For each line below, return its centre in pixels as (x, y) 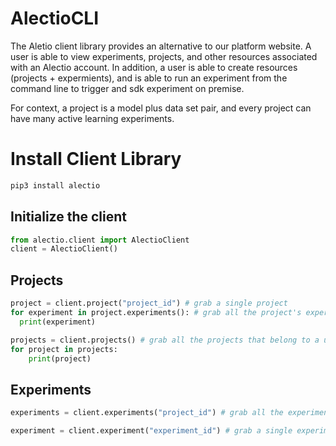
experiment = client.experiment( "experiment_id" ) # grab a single (151, 431)
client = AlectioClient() (64, 249)
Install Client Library (96, 159)
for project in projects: (64, 349)
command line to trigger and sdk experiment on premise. (127, 88)
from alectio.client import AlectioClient (100, 240)
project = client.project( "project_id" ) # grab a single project (149, 303)
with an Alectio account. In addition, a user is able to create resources (154, 67)
